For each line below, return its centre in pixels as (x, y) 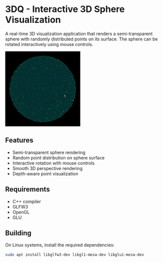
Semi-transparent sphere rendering (49, 152)
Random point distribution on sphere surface (58, 157)
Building (18, 233)
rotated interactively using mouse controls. (49, 44)
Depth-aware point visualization (45, 173)
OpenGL (21, 212)
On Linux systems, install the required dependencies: (60, 245)
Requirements (27, 189)
